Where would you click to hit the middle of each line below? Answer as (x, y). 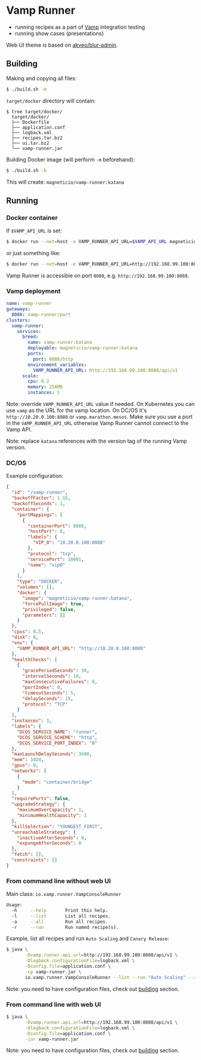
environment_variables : (57, 365)
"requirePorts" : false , (41, 799)
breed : (30, 337)
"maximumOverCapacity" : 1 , (51, 810)
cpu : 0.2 (39, 381)
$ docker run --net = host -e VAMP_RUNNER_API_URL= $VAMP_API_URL (87, 242)
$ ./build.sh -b (26, 170)
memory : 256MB (45, 387)
